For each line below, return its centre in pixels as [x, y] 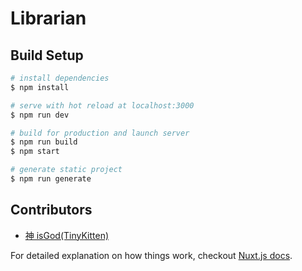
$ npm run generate [51, 179]
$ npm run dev [40, 115]
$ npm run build [44, 142]
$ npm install [40, 87]
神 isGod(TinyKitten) [67, 235]
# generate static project [66, 170]
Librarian [48, 18]
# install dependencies [60, 78]
